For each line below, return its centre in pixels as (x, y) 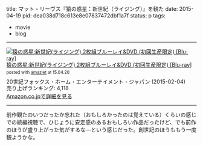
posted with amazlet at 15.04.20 (38, 72)
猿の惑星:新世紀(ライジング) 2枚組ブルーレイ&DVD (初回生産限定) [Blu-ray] (99, 65)
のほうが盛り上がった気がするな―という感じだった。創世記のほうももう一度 (101, 129)
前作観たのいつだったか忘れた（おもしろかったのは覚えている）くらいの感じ (101, 114)
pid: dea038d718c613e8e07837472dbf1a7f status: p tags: (94, 16)
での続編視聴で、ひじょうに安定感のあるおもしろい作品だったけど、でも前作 (101, 122)
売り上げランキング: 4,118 (37, 88)
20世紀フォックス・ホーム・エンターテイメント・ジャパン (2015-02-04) (96, 82)
